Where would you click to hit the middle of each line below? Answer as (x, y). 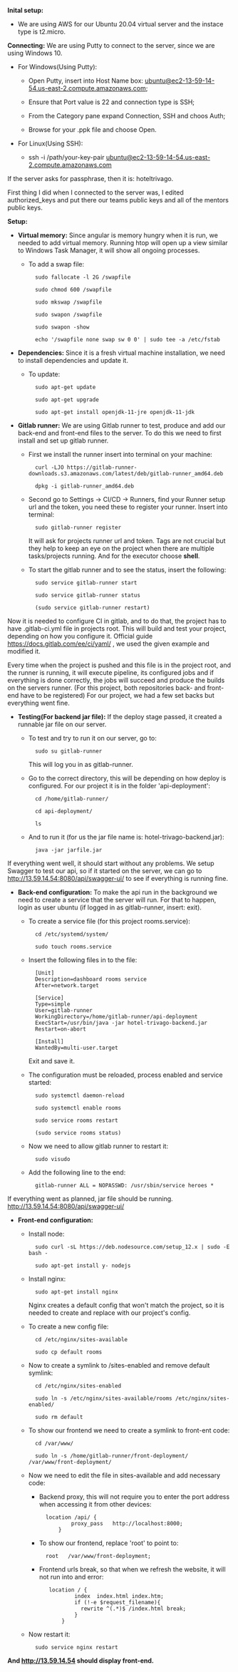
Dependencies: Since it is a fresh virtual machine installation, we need (121, 353)
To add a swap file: (56, 264)
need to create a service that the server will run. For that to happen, (117, 900)
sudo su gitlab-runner (68, 751)
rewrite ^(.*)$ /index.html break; (134, 1609)
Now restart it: (49, 1634)
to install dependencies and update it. (73, 360)
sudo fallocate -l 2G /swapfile (83, 277)
